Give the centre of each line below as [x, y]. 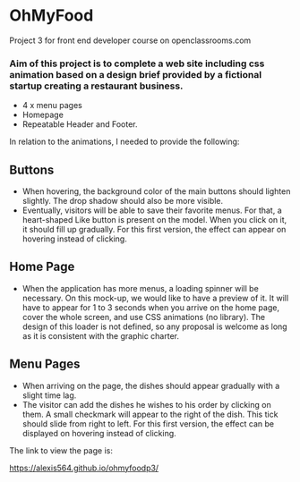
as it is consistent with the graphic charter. [100, 335]
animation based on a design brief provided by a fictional [136, 74]
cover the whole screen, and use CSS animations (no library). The [144, 317]
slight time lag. [49, 395]
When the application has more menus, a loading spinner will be [141, 288]
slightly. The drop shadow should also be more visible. [123, 201]
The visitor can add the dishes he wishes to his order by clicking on [146, 404]
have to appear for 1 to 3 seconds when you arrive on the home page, [151, 307]
